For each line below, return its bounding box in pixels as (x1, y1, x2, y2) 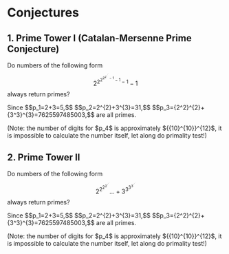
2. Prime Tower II (7, 151, 80, 163)
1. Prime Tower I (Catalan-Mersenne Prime (7, 32, 192, 44)
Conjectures (7, 5, 79, 21)
